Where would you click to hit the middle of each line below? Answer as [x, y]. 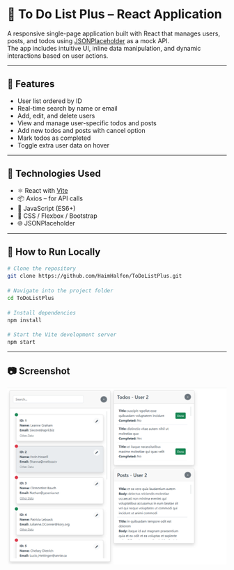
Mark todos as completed [54, 138]
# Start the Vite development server [62, 335]
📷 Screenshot [39, 371]
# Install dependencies [42, 312]
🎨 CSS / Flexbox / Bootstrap [57, 216]
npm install [24, 320]
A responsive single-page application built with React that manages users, [114, 33]
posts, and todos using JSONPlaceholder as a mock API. [88, 40]
